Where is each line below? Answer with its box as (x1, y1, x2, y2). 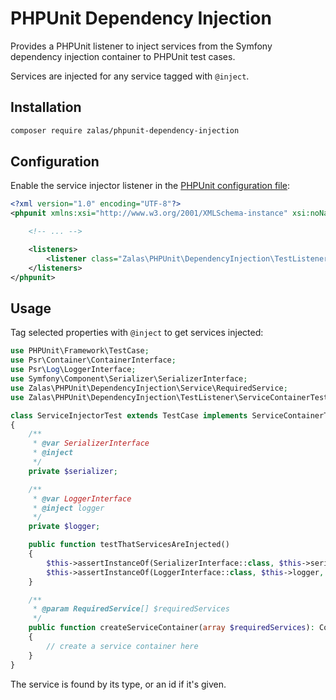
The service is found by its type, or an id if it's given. (10, 678, 227, 690)
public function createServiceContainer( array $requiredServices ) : (28, 623, 315, 633)
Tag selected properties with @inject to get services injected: (10, 327, 264, 339)
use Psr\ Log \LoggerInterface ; (10, 365, 137, 375)
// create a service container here (46, 641, 199, 651)
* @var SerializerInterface (32, 438, 150, 449)
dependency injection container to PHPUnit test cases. (10, 50, 236, 62)
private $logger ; (28, 522, 101, 532)
